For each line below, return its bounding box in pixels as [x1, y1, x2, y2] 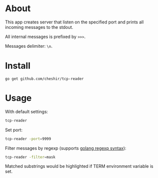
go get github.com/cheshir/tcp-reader [5, 76, 84, 81]
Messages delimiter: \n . [5, 43, 53, 49]
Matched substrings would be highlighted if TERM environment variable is [5, 163, 154, 169]
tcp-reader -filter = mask [5, 155, 56, 159]
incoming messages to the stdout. [5, 24, 74, 30]
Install [5, 60, 31, 71]
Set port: [5, 127, 23, 133]
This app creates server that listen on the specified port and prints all [5, 19, 144, 25]
